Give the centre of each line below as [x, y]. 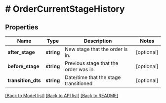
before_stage [23, 66]
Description [98, 41]
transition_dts [24, 80]
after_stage [21, 52]
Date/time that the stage [93, 77]
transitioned [79, 83]
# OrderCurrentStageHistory [65, 9]
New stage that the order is [96, 49]
